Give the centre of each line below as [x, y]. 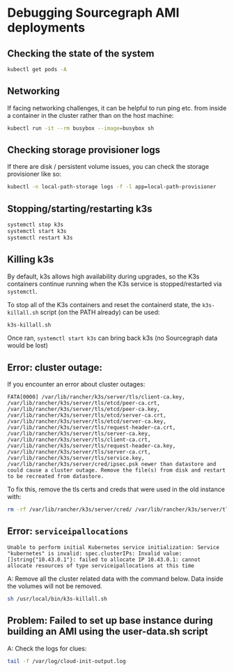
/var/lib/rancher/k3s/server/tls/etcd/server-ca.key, [87, 421]
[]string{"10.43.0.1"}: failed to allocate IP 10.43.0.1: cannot [104, 560]
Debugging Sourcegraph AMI [93, 13]
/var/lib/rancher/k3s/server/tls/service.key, [76, 458]
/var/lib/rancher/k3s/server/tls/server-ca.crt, [79, 452]
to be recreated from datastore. [56, 477]
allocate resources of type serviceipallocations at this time [101, 566]
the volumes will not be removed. [55, 586]
